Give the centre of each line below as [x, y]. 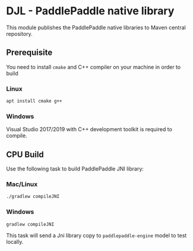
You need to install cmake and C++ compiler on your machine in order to [94, 67]
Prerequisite [29, 53]
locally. [15, 242]
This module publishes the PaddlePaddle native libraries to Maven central [96, 27]
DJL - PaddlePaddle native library [90, 11]
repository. [19, 33]
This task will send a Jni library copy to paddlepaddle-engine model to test [96, 235]
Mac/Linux [22, 184]
